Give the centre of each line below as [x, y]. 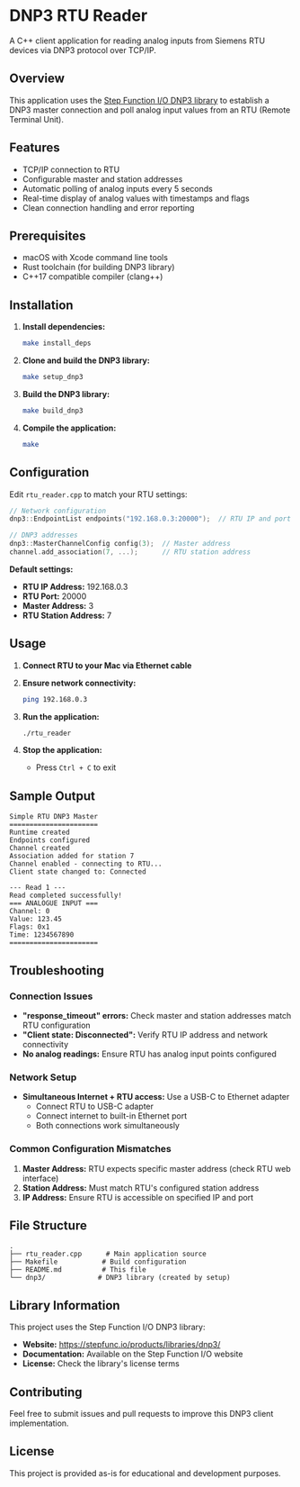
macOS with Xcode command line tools [95, 258]
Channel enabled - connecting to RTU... [86, 864]
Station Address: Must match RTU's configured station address [141, 1188]
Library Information [65, 1306]
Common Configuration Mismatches [91, 1149]
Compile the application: [69, 428]
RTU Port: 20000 [54, 596]
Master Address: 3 [58, 605]
